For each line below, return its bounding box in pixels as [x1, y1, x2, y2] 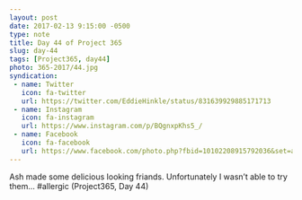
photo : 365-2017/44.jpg [9, 64, 99, 73]
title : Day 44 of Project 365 [9, 38, 123, 48]
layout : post [9, 13, 58, 22]
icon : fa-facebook [21, 138, 91, 147]
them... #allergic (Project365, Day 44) [9, 180, 149, 191]
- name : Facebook [13, 130, 78, 139]
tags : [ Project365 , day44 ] [9, 55, 111, 64]
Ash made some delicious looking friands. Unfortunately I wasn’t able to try [9, 171, 288, 182]
